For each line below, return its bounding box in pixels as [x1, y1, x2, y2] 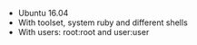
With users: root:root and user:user [17, 27, 150, 37]
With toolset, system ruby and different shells [17, 17, 188, 28]
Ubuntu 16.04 [17, 8, 69, 18]
